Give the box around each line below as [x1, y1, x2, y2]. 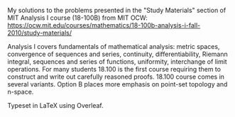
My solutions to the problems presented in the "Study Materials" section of [7, 6, 226, 14]
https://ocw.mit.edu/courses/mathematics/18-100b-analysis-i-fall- [7, 21, 201, 29]
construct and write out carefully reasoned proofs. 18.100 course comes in [7, 72, 225, 81]
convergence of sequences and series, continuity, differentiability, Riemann [7, 50, 229, 58]
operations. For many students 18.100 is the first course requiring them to [7, 65, 222, 73]
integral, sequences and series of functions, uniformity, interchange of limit [7, 57, 227, 66]
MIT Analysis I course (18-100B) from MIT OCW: [7, 13, 148, 22]
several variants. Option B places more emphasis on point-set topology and [7, 80, 228, 88]
